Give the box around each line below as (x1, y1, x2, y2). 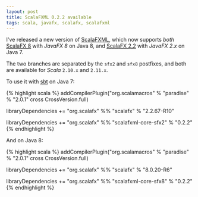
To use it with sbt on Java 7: (6, 78, 75, 85)
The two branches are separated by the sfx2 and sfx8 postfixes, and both (6, 60, 187, 67)
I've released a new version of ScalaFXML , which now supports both (6, 36, 174, 43)
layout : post (6, 8, 39, 15)
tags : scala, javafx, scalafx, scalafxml (6, 20, 111, 26)
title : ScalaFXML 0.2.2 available (6, 14, 92, 20)
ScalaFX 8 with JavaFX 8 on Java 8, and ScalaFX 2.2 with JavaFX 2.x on (6, 42, 185, 49)
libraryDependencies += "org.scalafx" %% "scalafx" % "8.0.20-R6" (6, 166, 172, 173)
